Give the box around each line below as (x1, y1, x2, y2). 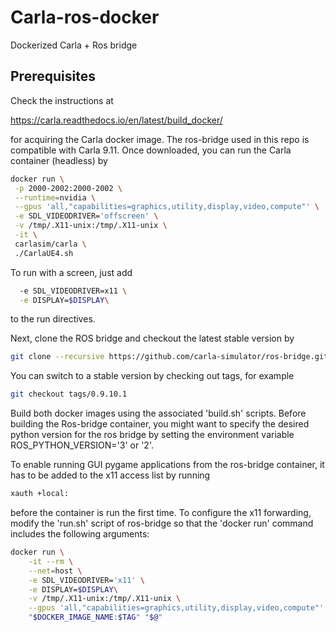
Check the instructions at (10, 94, 114, 106)
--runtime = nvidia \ (14, 192, 97, 203)
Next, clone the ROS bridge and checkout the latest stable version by (10, 332, 295, 345)
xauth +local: (10, 489, 70, 499)
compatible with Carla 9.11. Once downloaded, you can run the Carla (10, 144, 292, 156)
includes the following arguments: (10, 528, 150, 540)
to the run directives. (10, 313, 96, 325)
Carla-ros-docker (10, 6, 160, 29)
